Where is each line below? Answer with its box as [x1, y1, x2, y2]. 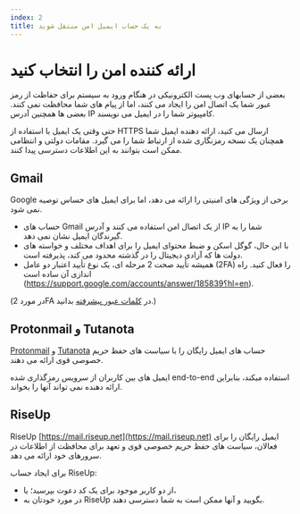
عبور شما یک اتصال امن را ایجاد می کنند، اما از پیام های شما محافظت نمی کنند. [10, 99, 271, 110]
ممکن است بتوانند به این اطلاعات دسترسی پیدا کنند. [10, 145, 182, 156]
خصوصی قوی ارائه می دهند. [10, 355, 104, 366]
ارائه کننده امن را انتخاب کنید [10, 60, 196, 80]
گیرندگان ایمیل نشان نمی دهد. [22, 231, 123, 241]
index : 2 [10, 13, 43, 22]
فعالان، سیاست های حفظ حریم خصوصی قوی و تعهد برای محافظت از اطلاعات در [10, 440, 278, 451]
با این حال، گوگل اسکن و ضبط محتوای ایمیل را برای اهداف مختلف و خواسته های [22, 240, 289, 251]
